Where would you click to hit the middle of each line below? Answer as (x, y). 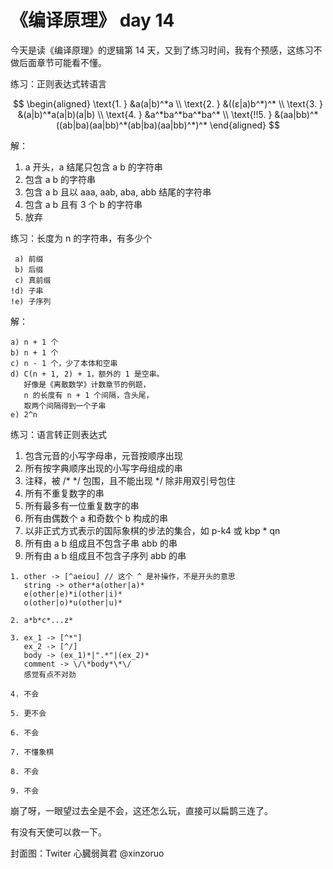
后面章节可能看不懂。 (62, 62)
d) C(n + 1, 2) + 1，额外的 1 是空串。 (87, 374)
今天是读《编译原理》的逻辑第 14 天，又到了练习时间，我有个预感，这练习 (162, 50)
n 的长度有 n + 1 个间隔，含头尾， (88, 395)
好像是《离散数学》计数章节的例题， (87, 384)
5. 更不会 (28, 713)
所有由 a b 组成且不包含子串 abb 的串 (101, 543)
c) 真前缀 (33, 280)
